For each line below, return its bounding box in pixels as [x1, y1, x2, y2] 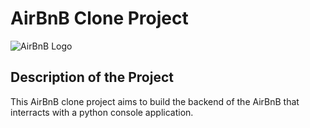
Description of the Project [10, 69, 174, 86]
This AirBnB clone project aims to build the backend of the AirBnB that [10, 95, 300, 107]
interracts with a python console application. [10, 106, 194, 118]
